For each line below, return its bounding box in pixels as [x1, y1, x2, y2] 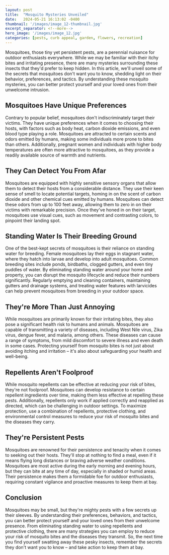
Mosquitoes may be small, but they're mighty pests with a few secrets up [5, 507, 157, 513]
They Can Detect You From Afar [5, 167, 107, 175]
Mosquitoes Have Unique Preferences [5, 101, 127, 110]
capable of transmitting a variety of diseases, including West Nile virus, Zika [5, 327, 163, 333]
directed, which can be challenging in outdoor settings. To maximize [5, 403, 147, 409]
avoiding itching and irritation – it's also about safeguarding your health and [5, 348, 162, 354]
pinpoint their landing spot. [5, 217, 61, 223]
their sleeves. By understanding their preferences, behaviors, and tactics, [5, 512, 157, 518]
